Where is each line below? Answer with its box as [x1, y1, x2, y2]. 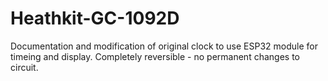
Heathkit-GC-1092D [10, 7, 180, 30]
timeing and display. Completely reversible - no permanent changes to [10, 50, 300, 62]
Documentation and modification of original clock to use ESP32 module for [10, 40, 318, 52]
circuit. [10, 61, 39, 73]
